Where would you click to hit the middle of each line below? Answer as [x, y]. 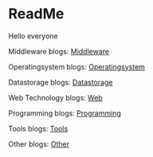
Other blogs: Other [39, 143]
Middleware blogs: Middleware [59, 51]
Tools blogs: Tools [38, 128]
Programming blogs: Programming [65, 113]
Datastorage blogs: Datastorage [61, 82]
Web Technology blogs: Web [56, 97]
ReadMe [36, 14]
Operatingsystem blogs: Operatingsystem [77, 67]
